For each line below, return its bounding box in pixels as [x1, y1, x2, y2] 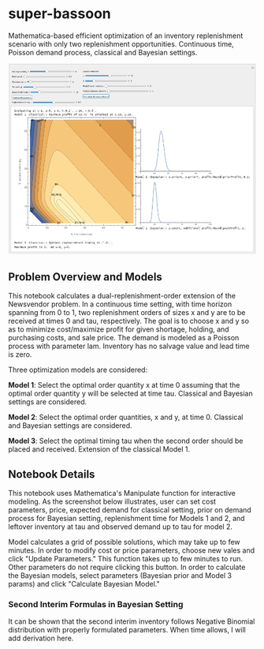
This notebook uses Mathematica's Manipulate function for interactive [8, 489, 236, 497]
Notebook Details [8, 467, 95, 481]
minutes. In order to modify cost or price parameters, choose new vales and [8, 546, 255, 555]
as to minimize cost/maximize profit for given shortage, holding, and [8, 324, 230, 334]
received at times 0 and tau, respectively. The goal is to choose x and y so [8, 317, 250, 326]
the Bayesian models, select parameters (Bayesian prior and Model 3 [8, 571, 232, 580]
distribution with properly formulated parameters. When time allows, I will [8, 625, 246, 635]
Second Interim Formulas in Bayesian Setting [8, 598, 184, 610]
